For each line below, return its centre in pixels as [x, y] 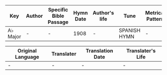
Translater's [141, 51]
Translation [99, 51]
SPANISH [130, 30]
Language [27, 57]
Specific [58, 10]
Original [27, 51]
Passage [58, 22]
